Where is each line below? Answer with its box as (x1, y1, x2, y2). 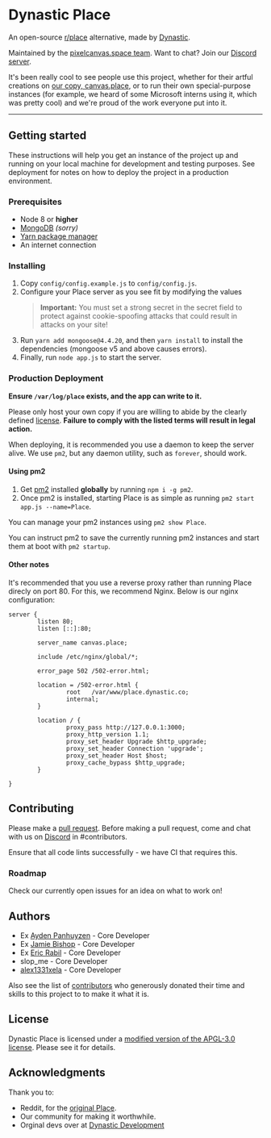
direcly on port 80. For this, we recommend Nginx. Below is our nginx (8, 586, 239, 596)
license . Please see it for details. (8, 1042, 116, 1052)
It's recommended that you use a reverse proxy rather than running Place (8, 578, 252, 588)
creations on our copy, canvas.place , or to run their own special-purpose (8, 81, 252, 90)
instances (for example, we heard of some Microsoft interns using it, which (8, 89, 257, 98)
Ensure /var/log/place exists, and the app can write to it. (8, 391, 202, 401)
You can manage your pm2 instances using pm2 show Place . (8, 517, 207, 527)
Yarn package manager (19, 231, 98, 241)
